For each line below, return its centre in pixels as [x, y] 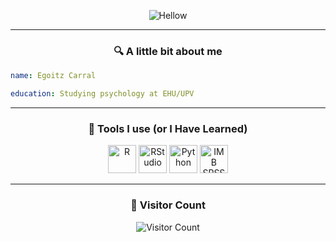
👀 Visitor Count [168, 205]
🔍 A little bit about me [168, 51]
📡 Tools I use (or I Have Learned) [168, 128]
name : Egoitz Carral [53, 76]
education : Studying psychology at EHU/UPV [102, 94]
